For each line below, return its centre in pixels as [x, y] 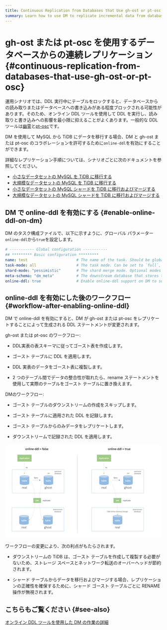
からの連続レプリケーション [96, 55]
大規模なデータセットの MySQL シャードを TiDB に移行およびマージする [86, 195]
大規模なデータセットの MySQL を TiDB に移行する [64, 183]
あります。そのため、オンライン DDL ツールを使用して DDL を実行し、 [77, 114]
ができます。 [18, 149]
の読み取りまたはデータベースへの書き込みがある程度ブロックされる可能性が [83, 107]
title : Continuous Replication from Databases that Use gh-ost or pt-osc [83, 10]
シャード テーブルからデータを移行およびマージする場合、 [72, 580]
